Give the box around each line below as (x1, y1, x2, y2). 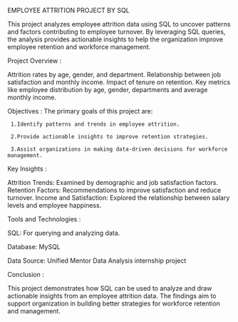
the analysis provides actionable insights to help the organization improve (7, 35, 223, 44)
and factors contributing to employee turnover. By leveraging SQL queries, (7, 28, 226, 36)
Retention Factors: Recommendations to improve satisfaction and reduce (7, 186, 222, 194)
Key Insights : (7, 164, 48, 173)
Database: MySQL (7, 243, 61, 251)
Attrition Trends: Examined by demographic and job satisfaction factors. (7, 178, 219, 186)
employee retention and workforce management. (7, 43, 151, 51)
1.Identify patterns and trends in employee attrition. (10, 121, 180, 128)
